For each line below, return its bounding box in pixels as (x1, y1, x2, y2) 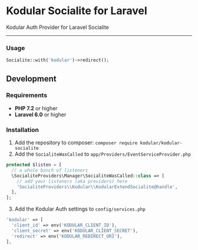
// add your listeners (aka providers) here (16, 178, 128, 184)
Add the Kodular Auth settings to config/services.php (14, 205, 146, 213)
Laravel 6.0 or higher (14, 111, 67, 118)
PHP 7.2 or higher (14, 104, 58, 111)
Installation (6, 126, 39, 134)
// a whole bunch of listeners (11, 167, 88, 173)
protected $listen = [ (6, 162, 62, 168)
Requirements (6, 91, 48, 100)
